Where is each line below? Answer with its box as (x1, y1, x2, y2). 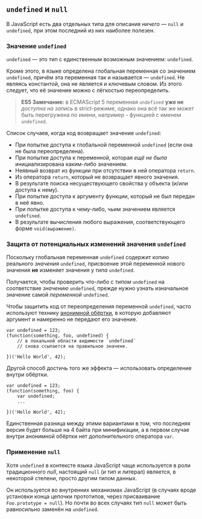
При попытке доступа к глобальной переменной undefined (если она (14, 141, 193, 148)
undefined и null (6, 4, 68, 15)
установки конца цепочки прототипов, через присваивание (6, 492, 160, 500)
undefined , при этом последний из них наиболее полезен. (6, 27, 155, 34)
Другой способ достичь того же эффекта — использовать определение (6, 365, 192, 372)
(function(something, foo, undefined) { (6, 332, 110, 339)
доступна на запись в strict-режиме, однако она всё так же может (21, 105, 194, 112)
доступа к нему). (14, 187, 59, 194)
